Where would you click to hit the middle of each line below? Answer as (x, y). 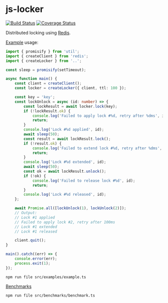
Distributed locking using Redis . (38, 32)
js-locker (25, 9)
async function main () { (31, 79)
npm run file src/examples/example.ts (46, 277)
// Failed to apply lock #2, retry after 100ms (65, 222)
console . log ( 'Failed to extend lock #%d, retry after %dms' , (97, 148)
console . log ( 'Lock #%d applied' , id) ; (64, 130)
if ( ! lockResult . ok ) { (47, 111)
